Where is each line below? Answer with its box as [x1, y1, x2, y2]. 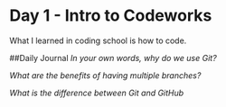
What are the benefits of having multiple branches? [9, 69, 202, 81]
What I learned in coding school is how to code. [9, 35, 187, 46]
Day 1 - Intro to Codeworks [9, 5, 212, 26]
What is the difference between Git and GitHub [9, 87, 184, 98]
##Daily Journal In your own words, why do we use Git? [9, 52, 217, 63]
